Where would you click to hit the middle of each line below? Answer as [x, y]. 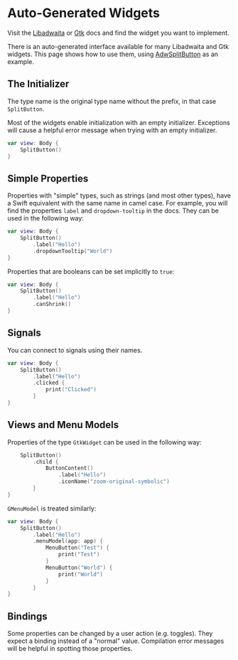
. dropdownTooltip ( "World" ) [73, 251]
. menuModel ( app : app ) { [68, 541]
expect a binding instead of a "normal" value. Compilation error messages [116, 641]
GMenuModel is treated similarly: [52, 508]
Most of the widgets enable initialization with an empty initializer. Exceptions [119, 122]
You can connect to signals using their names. [75, 350]
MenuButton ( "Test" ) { [77, 548]
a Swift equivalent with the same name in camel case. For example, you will [118, 203]
